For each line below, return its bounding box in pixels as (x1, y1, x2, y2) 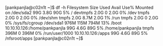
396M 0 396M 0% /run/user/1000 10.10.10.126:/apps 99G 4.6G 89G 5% (5, 31, 148, 36)
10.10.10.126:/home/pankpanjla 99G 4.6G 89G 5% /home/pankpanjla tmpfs (5, 25, 154, 31)
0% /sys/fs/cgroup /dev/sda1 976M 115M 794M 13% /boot (5, 20, 122, 26)
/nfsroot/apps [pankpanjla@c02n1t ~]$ (5, 35, 83, 41)
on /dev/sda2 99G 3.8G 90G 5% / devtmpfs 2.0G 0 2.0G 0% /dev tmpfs (5, 10, 150, 15)
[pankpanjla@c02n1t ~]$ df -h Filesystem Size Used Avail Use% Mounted (5, 5, 154, 10)
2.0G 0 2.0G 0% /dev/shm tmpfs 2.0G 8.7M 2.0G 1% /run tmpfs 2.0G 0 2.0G (5, 15, 159, 20)
